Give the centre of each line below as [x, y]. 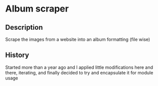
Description [24, 27]
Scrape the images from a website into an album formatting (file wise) [78, 39]
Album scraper [37, 9]
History [17, 55]
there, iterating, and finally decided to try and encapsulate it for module [79, 72]
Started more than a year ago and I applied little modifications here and [79, 67]
